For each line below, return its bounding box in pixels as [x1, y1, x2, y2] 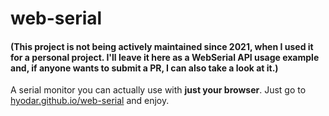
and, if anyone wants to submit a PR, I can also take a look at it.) [10, 62, 279, 74]
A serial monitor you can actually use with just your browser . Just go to [10, 84, 307, 96]
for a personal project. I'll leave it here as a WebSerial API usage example [10, 51, 320, 63]
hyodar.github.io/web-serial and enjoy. [10, 95, 170, 107]
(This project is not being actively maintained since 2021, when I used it [10, 40, 314, 52]
